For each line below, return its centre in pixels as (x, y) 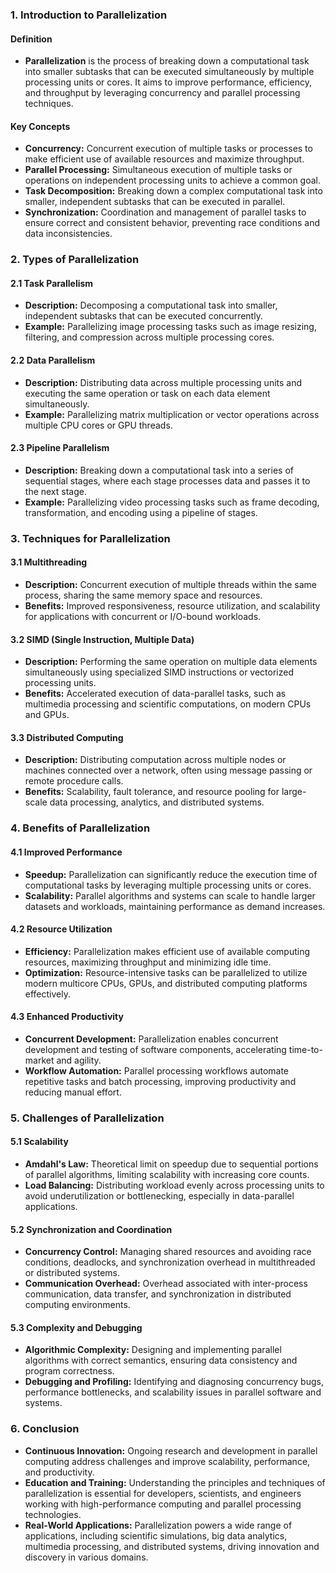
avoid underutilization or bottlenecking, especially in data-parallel (159, 1196)
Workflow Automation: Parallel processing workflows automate (157, 1070)
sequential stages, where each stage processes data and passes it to (167, 480)
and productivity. (59, 1472)
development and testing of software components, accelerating (155, 1049)
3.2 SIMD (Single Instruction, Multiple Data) (102, 639)
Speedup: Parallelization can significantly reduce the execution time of (171, 874)
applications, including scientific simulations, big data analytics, (156, 1535)
